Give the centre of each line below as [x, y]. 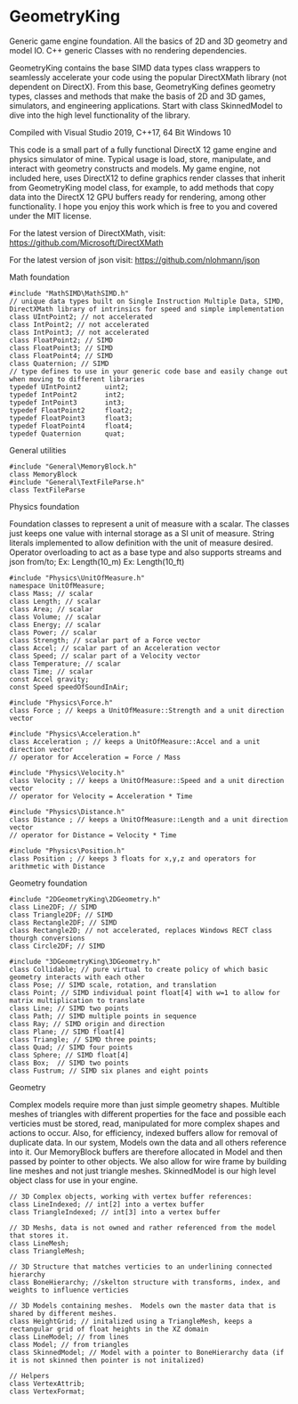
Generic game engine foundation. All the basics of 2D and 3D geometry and [148, 41]
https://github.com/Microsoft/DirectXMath [86, 242]
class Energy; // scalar [55, 624]
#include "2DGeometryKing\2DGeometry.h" [85, 899]
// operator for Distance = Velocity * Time [93, 835]
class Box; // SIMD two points [69, 1063]
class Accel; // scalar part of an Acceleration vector [115, 648]
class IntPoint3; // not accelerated [79, 332]
